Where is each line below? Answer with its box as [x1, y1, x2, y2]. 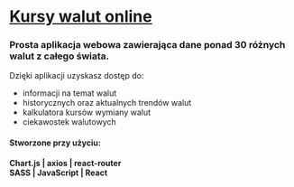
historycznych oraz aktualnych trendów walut [22, 98, 192, 108]
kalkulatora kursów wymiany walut [22, 107, 152, 118]
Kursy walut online [9, 6, 152, 27]
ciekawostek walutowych [22, 117, 117, 127]
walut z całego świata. [9, 50, 110, 62]
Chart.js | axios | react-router [9, 157, 122, 168]
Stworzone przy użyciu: [9, 137, 101, 148]
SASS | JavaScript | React [9, 167, 108, 178]
